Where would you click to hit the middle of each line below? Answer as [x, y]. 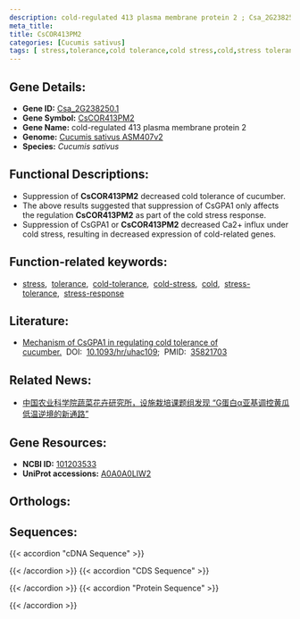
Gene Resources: [58, 443]
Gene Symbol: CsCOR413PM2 [79, 118]
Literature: [39, 321]
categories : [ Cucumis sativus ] [67, 42]
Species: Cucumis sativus [71, 146]
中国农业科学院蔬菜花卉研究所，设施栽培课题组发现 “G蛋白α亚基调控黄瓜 [156, 403]
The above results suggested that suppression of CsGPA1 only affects [150, 205]
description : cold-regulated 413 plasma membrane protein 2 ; [127, 17]
